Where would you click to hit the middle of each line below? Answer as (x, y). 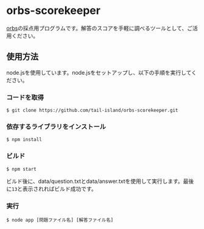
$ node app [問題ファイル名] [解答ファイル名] (60, 220)
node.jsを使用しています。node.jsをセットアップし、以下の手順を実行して (99, 72)
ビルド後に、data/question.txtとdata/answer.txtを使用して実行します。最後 (100, 181)
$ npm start (21, 169)
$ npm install (24, 140)
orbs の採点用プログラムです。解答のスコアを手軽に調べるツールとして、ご (100, 28)
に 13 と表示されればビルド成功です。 (51, 188)
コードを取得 (25, 97)
